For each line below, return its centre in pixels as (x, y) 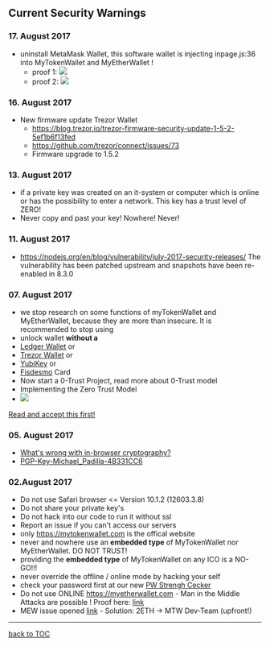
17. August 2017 (39, 36)
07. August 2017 (40, 295)
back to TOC (29, 634)
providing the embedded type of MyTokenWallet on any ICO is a (126, 560)
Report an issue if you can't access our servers (98, 525)
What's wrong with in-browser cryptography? (95, 453)
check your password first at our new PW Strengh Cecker (115, 585)
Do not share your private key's (72, 508)
